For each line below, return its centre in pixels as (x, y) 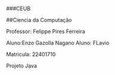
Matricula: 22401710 (31, 54)
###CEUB (18, 9)
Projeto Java (22, 66)
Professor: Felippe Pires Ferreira (46, 31)
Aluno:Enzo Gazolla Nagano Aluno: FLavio (58, 43)
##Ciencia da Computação (39, 20)
